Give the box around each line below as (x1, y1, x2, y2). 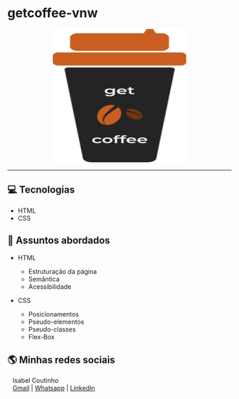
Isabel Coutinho (12, 376, 59, 385)
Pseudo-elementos (28, 317, 85, 326)
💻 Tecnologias (7, 183, 75, 196)
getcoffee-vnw (7, 5, 98, 21)
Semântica (28, 275, 60, 283)
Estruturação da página (28, 267, 97, 275)
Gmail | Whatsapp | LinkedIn (12, 384, 95, 393)
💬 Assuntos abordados (7, 235, 110, 247)
